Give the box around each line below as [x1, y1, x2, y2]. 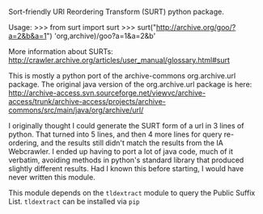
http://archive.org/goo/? [156, 23, 236, 31]
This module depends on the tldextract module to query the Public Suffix [8, 188, 256, 197]
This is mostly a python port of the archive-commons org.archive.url [8, 71, 236, 80]
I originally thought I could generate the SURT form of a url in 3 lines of [8, 121, 244, 130]
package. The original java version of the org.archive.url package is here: [8, 80, 252, 89]
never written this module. [8, 173, 95, 182]
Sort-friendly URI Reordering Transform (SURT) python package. [8, 7, 224, 16]
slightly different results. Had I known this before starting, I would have [8, 164, 244, 173]
